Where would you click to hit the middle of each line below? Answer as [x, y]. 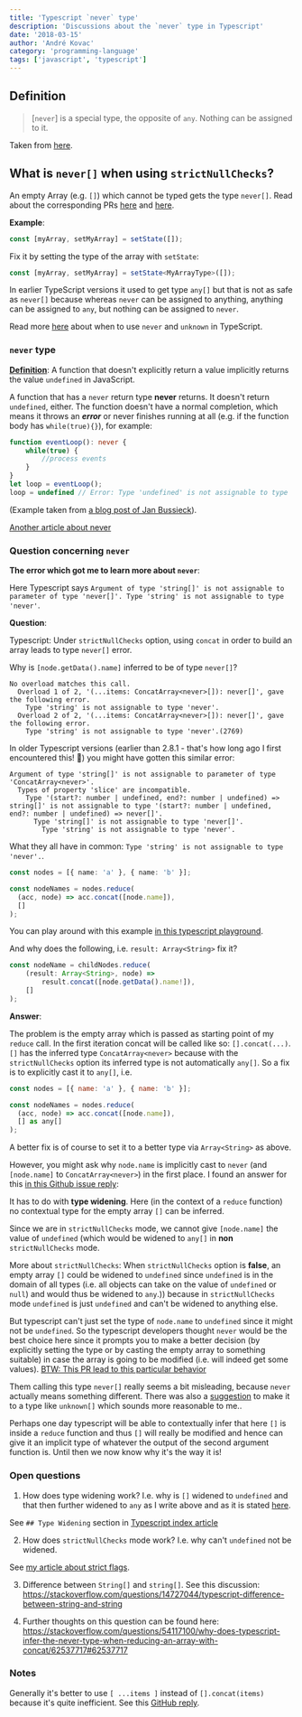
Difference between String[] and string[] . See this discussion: [141, 1584]
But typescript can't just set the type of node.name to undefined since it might [151, 1321]
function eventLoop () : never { [68, 442]
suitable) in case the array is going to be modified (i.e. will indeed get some [149, 1359]
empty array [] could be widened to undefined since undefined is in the [141, 1275]
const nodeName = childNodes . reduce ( [80, 966]
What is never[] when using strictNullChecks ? [142, 174]
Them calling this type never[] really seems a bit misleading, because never [150, 1386]
